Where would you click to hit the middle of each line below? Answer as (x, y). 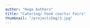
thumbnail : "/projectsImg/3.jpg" (39, 18)
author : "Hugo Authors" (29, 9)
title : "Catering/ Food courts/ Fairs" (45, 14)
